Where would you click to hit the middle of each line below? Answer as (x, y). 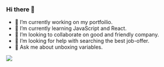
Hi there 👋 (21, 9)
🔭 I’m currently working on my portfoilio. (64, 22)
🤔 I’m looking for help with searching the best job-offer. (82, 41)
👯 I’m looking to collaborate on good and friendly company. (87, 35)
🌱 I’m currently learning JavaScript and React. (71, 28)
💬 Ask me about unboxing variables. (59, 47)
